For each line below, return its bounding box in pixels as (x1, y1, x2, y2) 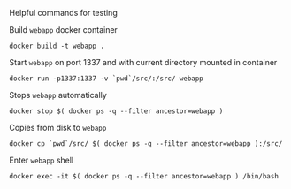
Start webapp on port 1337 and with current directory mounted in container (9, 57, 278, 67)
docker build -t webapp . (9, 42, 104, 50)
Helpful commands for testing (9, 8, 118, 18)
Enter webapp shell (9, 155, 74, 165)
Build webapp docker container (9, 25, 118, 34)
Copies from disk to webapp (9, 123, 107, 132)
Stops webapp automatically (9, 90, 108, 100)
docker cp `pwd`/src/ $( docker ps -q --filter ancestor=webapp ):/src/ (9, 140, 283, 148)
